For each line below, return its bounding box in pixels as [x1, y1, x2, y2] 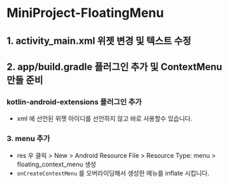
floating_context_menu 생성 [16, 160, 97, 168]
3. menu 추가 [6, 134, 51, 144]
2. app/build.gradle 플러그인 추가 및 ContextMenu [6, 61, 223, 73]
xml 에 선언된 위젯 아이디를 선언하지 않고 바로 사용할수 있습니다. [16, 114, 193, 123]
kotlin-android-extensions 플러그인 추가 [6, 97, 142, 106]
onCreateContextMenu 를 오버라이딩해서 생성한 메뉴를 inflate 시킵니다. [16, 168, 210, 177]
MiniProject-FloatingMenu [6, 5, 164, 21]
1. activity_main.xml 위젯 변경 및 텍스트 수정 [6, 35, 192, 47]
